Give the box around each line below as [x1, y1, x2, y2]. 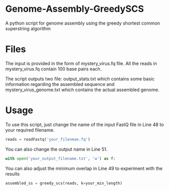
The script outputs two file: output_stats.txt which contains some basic [5, 75, 155, 82]
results [5, 171, 20, 177]
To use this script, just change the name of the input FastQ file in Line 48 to [5, 121, 164, 128]
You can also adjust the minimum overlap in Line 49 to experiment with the [5, 165, 163, 172]
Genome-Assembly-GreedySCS [5, 3, 144, 15]
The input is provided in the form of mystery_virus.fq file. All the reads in [5, 60, 157, 67]
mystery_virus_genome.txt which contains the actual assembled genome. [5, 87, 160, 93]
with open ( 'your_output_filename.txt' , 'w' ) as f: [5, 156, 116, 161]
